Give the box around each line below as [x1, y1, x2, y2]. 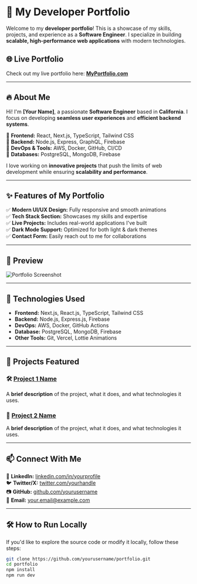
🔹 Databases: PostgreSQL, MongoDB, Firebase [6, 150, 121, 157]
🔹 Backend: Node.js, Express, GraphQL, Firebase [6, 138, 125, 145]
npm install [6, 567, 35, 573]
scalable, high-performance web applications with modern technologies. [6, 37, 186, 44]
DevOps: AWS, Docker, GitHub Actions [14, 322, 109, 328]
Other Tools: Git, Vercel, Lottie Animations [14, 334, 117, 341]
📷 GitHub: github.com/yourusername [6, 488, 98, 495]
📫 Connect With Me [6, 454, 82, 464]
